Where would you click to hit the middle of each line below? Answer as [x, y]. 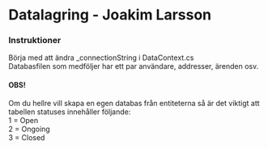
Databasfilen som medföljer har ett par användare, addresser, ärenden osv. [134, 66]
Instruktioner [35, 40]
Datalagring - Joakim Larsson [110, 15]
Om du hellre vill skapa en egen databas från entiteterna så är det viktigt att [134, 103]
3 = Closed [27, 137]
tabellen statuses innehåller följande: [70, 112]
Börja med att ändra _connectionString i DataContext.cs [101, 57]
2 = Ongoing [29, 129]
